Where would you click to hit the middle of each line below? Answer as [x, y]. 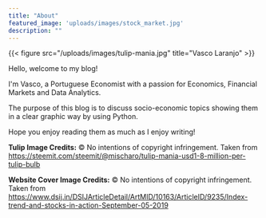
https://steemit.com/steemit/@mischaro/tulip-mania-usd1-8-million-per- [127, 156]
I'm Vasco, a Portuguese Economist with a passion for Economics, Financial [133, 84]
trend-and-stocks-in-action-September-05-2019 [89, 205]
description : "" [35, 30]
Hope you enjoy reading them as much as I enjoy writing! [102, 132]
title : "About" [34, 16]
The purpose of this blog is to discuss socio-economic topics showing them [133, 108]
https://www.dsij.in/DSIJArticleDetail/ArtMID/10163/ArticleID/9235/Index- [128, 197]
